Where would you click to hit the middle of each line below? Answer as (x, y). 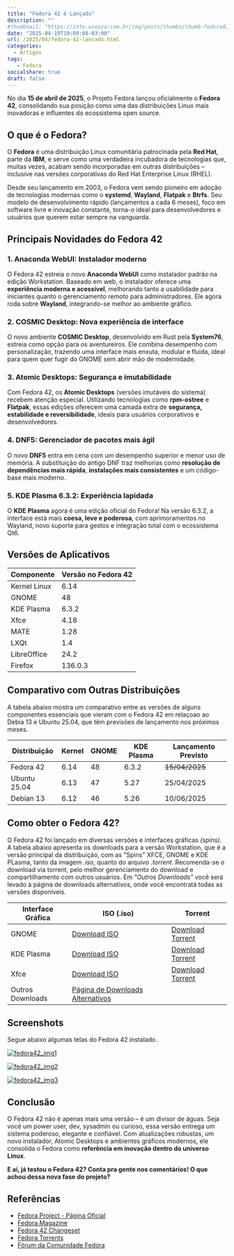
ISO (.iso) (118, 913)
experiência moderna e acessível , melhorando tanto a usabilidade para (110, 289)
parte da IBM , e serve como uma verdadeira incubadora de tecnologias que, (117, 159)
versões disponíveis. (37, 891)
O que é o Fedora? (47, 135)
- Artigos (28, 53)
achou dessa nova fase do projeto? (59, 1177)
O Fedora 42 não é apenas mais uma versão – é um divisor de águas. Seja (114, 1119)
